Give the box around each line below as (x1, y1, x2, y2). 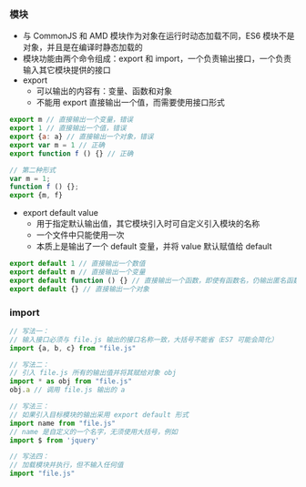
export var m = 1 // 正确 (9, 140, 106, 149)
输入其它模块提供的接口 (22, 65, 111, 76)
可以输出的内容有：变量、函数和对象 (36, 86, 173, 96)
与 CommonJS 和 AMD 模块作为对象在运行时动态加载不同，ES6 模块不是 (22, 30, 295, 42)
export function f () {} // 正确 (9, 148, 134, 158)
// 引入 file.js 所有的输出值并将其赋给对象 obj (9, 369, 177, 378)
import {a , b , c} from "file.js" (9, 343, 137, 352)
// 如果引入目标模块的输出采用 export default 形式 (9, 410, 189, 420)
